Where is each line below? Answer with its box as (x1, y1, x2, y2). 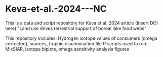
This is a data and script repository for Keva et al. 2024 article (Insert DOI (5, 20, 158, 26)
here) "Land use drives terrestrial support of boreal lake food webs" (5, 25, 147, 31)
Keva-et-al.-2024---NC (5, 3, 107, 15)
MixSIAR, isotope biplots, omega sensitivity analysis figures (5, 46, 130, 52)
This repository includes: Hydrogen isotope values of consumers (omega (5, 35, 158, 41)
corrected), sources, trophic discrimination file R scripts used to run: (5, 40, 148, 46)
